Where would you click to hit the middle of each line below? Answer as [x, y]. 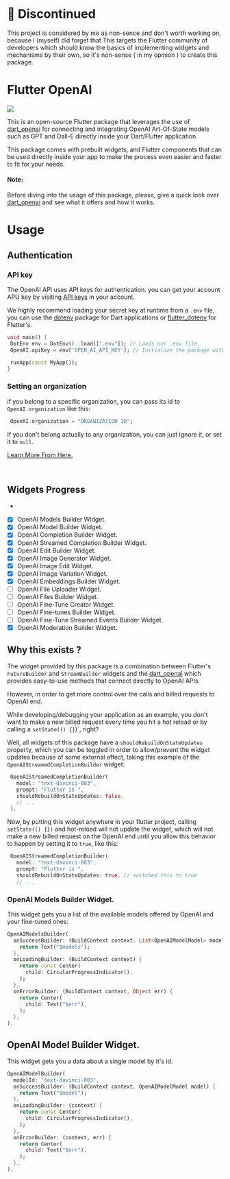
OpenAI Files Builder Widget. [57, 596]
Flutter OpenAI [50, 90]
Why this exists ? [44, 649]
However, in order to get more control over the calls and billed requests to [111, 694]
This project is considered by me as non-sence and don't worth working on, [114, 33]
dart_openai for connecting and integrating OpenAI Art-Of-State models [108, 129]
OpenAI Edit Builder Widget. [56, 550]
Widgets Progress [46, 489]
